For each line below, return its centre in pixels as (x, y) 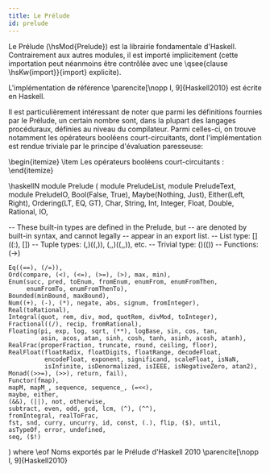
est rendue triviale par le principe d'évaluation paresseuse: (106, 146)
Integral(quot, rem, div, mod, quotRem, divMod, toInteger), (113, 317)
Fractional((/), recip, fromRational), (75, 324)
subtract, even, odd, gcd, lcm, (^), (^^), (83, 409)
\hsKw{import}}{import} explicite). (65, 72)
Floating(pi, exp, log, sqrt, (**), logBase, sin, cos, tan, (113, 331)
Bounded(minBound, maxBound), (59, 296)
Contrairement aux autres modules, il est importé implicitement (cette (123, 55)
